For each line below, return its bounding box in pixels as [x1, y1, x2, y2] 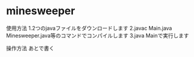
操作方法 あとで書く [6, 45, 55, 52]
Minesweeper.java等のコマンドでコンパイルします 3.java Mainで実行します [6, 31, 189, 39]
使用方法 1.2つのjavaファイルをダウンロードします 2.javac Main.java [6, 24, 172, 31]
